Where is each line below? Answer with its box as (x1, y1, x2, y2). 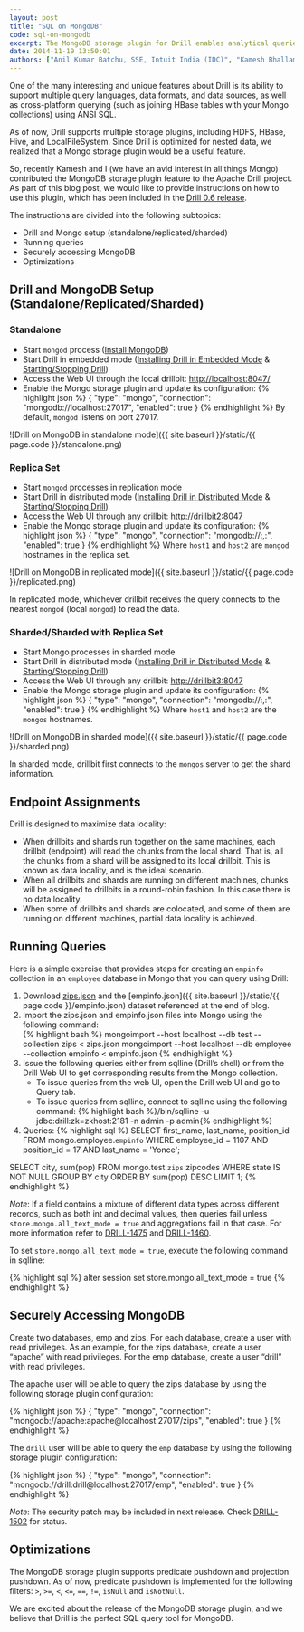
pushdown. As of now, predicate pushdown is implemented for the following (9, 1576, 293, 1587)
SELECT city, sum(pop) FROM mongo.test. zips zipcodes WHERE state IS (9, 1161, 280, 1172)
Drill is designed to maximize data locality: (9, 818, 166, 829)
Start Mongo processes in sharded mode (22, 646, 176, 657)
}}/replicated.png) (9, 576, 77, 587)
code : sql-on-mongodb (9, 30, 91, 39)
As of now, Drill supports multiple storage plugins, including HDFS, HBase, (9, 127, 287, 137)
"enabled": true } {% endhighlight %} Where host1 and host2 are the (22, 704, 278, 715)
